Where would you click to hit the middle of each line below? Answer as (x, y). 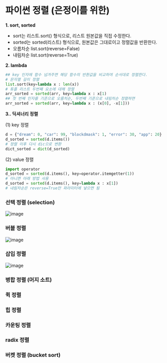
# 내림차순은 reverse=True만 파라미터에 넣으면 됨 (52, 188)
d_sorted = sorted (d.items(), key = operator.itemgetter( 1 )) (70, 174)
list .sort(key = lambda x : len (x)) (42, 84)
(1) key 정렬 (17, 125)
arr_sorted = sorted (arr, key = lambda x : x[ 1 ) (56, 94)
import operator (23, 169)
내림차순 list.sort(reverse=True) (45, 55)
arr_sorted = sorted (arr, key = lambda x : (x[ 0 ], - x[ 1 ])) (68, 103)
